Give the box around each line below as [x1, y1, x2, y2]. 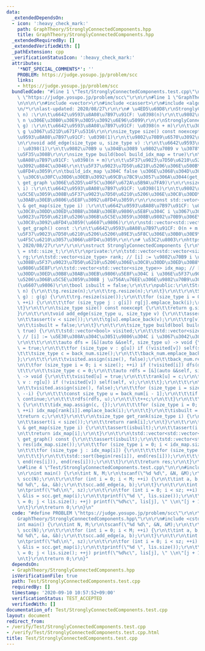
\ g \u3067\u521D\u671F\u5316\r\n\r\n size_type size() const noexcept [17, 129, 201, 135]
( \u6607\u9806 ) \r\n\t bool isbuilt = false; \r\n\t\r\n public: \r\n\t [17, 282, 192, 288]
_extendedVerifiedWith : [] [12, 43, 81, 50]
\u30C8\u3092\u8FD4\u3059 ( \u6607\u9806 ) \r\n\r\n [17, 220, 143, 226]
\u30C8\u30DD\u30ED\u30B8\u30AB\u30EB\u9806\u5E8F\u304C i [17, 208, 171, 214]
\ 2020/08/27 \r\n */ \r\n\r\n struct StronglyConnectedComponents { [17, 243, 187, 249]
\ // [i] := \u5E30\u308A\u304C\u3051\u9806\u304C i [17, 333, 154, 340]
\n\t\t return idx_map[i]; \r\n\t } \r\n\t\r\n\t [17, 430, 135, 437]
